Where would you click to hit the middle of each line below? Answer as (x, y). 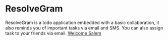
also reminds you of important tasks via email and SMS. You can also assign (84, 27)
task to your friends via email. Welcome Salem (53, 33)
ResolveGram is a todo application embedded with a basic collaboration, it (82, 22)
